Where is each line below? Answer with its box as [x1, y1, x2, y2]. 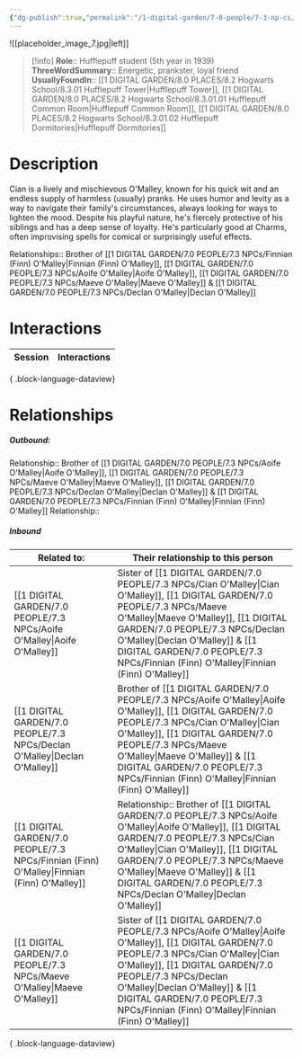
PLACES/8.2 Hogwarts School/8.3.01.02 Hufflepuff [31, 112, 219, 123]
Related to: [37, 551, 85, 564]
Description [9, 154, 99, 173]
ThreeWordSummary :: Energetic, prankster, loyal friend [31, 65, 239, 76]
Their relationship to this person [131, 551, 274, 564]
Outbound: [9, 435, 51, 446]
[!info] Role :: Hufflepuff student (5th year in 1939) [31, 55, 215, 66]
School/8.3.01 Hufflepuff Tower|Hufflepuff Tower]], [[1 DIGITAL [31, 84, 263, 94]
